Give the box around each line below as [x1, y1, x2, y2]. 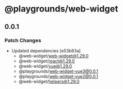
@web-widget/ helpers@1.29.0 [18, 78, 80, 84]
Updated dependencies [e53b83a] [11, 48, 81, 53]
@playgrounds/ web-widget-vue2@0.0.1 [18, 73, 98, 79]
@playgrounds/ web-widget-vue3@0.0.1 [18, 68, 98, 74]
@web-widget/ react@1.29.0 [18, 58, 75, 64]
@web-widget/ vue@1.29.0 [18, 63, 72, 69]
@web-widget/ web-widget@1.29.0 [18, 53, 89, 59]
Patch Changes [4, 37, 42, 44]
